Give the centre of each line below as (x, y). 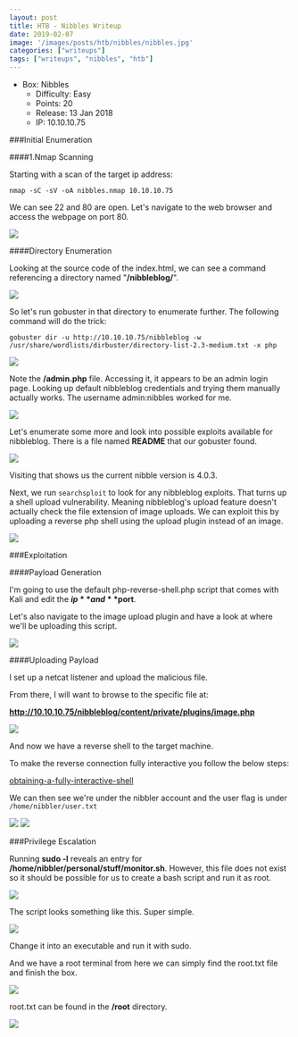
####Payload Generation (56, 572)
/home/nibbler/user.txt (54, 807)
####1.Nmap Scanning (51, 157)
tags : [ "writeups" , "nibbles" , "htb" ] (81, 59)
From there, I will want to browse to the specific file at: (109, 694)
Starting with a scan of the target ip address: (91, 174)
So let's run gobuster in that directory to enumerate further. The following (144, 312)
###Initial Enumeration (51, 140)
